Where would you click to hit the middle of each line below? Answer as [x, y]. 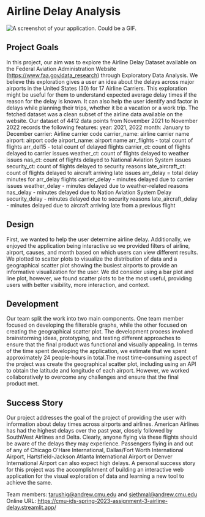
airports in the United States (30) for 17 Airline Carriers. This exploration [97, 88]
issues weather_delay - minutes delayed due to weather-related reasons [97, 185]
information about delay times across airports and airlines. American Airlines [103, 424]
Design [20, 225]
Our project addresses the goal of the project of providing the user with [96, 418]
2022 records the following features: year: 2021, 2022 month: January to [98, 127]
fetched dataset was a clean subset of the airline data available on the [95, 114]
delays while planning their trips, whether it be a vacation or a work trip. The [102, 108]
